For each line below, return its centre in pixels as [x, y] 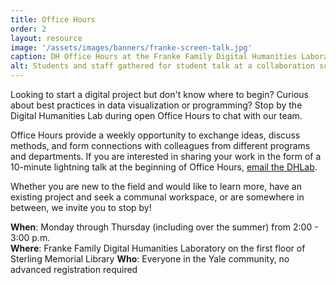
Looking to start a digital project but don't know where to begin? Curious [159, 94]
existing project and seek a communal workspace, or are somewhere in [157, 197]
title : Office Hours [53, 19]
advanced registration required [74, 269]
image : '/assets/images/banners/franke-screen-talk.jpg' [131, 47]
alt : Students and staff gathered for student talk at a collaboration [162, 66]
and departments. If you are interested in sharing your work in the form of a [166, 156]
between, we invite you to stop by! [81, 207]
